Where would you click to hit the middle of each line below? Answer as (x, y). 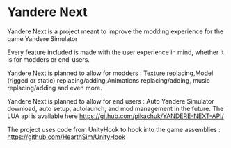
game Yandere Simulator (42, 38)
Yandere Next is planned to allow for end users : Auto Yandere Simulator (111, 101)
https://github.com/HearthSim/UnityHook (66, 137)
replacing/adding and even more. (55, 88)
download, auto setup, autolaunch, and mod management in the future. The (115, 108)
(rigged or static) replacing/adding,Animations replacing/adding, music (109, 80)
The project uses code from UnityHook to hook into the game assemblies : (114, 129)
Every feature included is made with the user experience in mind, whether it (115, 52)
